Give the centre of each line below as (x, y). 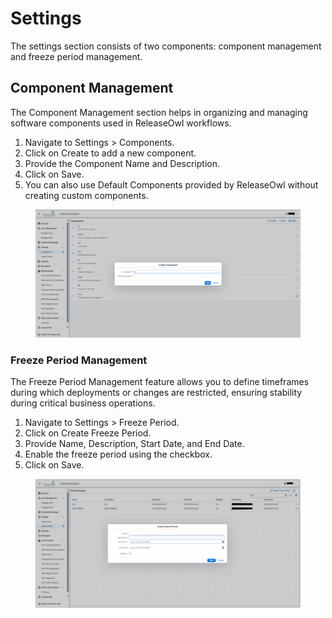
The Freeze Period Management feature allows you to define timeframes (160, 382)
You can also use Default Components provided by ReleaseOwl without (171, 184)
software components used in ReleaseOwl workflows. (121, 123)
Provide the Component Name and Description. (122, 163)
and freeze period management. (76, 56)
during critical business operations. (83, 403)
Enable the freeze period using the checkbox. (118, 454)
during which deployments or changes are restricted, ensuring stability (156, 393)
